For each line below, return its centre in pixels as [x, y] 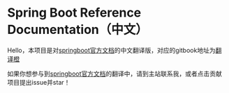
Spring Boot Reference [74, 13]
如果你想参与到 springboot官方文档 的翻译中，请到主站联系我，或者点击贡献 [114, 74]
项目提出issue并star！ [39, 82]
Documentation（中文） [78, 30]
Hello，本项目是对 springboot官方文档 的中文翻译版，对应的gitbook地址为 [111, 50]
